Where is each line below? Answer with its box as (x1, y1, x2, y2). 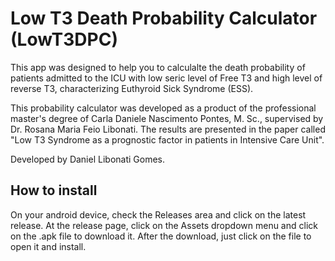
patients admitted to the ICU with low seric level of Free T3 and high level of (10, 72, 323, 84)
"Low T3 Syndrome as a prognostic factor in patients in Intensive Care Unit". (10, 133, 325, 146)
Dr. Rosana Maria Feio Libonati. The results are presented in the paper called (10, 123, 326, 135)
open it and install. (10, 240, 87, 252)
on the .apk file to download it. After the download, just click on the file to (10, 230, 312, 242)
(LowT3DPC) (10, 28, 118, 51)
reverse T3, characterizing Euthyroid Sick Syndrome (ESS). (10, 82, 254, 94)
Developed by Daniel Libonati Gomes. (10, 153, 166, 165)
